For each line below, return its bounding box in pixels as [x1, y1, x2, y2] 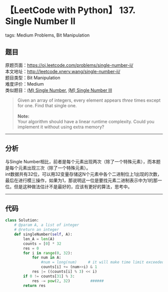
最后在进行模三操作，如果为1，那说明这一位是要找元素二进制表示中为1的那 [5, 177, 158, 183]
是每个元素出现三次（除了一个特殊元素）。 [5, 165, 91, 171]
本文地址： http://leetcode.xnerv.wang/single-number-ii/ [5, 68, 120, 74]
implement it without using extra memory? [17, 124, 104, 130]
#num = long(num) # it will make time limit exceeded [40, 260, 164, 265]
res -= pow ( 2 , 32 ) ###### [31, 278, 104, 283]
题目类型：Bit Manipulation [5, 75, 60, 81]
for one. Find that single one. [17, 102, 77, 108]
